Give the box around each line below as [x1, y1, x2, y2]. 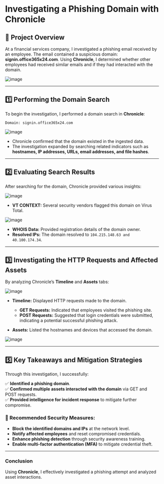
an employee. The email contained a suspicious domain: [5, 51, 118, 57]
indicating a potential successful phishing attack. [19, 318, 118, 324]
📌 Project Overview [5, 33, 65, 41]
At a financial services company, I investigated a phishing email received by [5, 46, 157, 52]
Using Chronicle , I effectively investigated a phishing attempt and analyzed [5, 469, 156, 475]
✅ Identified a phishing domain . [5, 381, 71, 387]
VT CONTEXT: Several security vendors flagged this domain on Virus [12, 202, 152, 208]
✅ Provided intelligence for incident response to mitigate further [5, 397, 137, 403]
